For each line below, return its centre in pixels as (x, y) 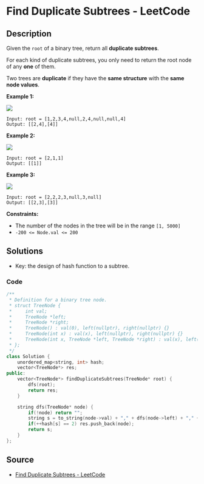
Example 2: (21, 136)
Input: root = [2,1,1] (35, 158)
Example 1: (20, 96)
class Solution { (28, 356)
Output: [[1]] (24, 164)
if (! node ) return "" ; (56, 413)
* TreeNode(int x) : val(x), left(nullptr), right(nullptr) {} (96, 334)
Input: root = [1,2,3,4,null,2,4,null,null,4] (66, 119)
